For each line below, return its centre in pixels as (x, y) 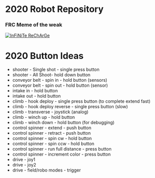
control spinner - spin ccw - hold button (53, 144)
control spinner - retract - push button (52, 133)
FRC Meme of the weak (34, 25)
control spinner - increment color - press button (62, 154)
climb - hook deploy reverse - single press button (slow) (70, 107)
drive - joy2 (24, 165)
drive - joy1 (24, 160)
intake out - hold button (37, 96)
